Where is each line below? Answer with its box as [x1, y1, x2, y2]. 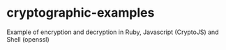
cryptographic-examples [6, 5, 155, 21]
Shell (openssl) [6, 35, 50, 43]
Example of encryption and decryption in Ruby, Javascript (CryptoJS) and [6, 28, 219, 36]
